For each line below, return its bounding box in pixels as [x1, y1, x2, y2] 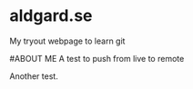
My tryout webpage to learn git [9, 35, 126, 46]
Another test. [9, 70, 59, 82]
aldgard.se [9, 5, 93, 26]
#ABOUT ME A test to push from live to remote [9, 53, 185, 64]
